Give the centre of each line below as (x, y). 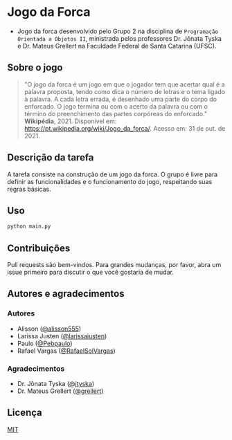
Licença (25, 413)
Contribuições (39, 248)
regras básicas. (29, 189)
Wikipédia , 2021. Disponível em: (70, 121)
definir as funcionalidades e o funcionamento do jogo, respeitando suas (110, 181)
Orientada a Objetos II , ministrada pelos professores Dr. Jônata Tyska (119, 38)
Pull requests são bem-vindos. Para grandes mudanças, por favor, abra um (114, 265)
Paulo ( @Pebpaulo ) (45, 343)
